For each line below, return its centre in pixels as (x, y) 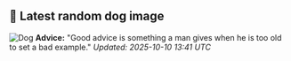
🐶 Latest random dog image (87, 16)
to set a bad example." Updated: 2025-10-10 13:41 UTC (110, 47)
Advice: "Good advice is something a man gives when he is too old (158, 37)
